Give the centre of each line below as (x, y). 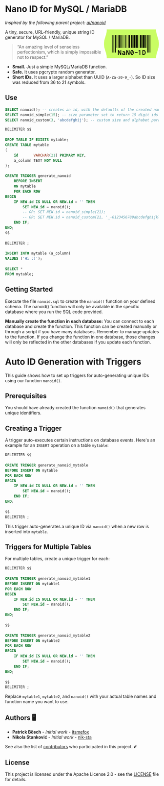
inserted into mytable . (27, 531)
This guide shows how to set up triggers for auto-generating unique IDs (77, 375)
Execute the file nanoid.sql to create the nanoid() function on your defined (80, 301)
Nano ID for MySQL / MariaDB (66, 9)
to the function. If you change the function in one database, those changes (80, 337)
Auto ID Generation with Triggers (73, 362)
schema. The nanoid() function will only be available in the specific (72, 306)
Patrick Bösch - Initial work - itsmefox (51, 732)
